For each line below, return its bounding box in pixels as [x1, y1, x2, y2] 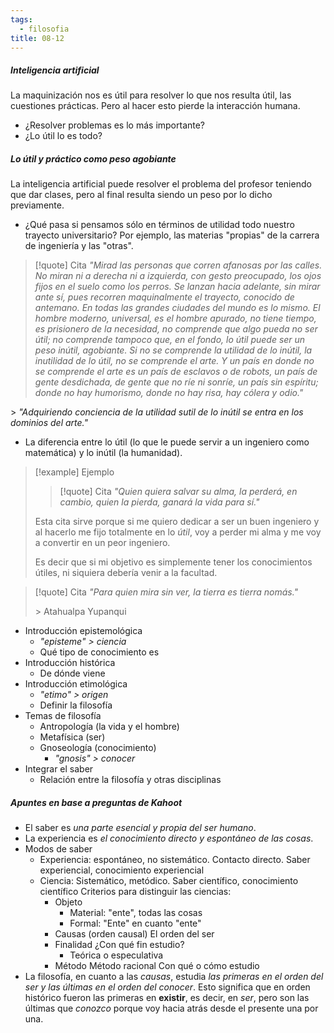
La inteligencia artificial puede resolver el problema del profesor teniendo [10, 178, 312, 190]
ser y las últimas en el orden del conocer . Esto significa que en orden [24, 981, 311, 993]
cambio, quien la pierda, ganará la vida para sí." [59, 496, 260, 508]
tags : [10, 14, 33, 25]
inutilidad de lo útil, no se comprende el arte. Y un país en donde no [34, 355, 315, 367]
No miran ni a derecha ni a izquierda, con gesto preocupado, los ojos [34, 270, 322, 282]
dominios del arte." [10, 417, 89, 429]
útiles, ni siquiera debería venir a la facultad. [34, 567, 218, 579]
